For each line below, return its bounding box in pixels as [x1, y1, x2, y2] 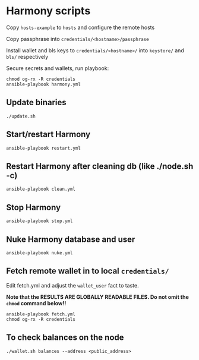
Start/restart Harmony [6, 130, 91, 140]
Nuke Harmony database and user [6, 234, 135, 244]
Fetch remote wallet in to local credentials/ [6, 266, 169, 276]
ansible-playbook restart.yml [6, 145, 81, 151]
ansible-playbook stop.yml [6, 218, 73, 224]
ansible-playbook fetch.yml [6, 311, 76, 317]
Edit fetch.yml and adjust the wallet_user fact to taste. [6, 282, 139, 289]
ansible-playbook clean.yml [6, 186, 76, 192]
